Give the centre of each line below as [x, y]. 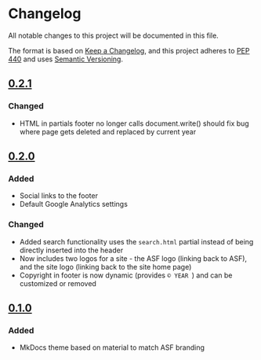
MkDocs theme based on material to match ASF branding [112, 347]
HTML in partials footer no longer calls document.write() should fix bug [134, 123]
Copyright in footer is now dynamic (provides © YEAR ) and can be [126, 275]
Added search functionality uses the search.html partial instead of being [136, 241]
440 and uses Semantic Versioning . [66, 59]
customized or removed [58, 283]
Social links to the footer [58, 196]
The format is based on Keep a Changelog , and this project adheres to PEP [129, 50]
